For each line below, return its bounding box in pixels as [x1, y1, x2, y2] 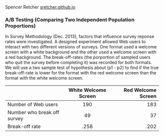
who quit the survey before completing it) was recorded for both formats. [5, 60, 152, 66]
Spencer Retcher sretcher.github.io [5, 4, 76, 10]
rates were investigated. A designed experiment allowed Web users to [5, 39, 146, 45]
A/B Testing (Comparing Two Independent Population [5, 16, 135, 23]
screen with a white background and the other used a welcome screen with [5, 49, 157, 55]
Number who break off [7, 109, 60, 116]
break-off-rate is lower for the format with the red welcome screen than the [5, 70, 157, 76]
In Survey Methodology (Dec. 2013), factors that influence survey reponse [5, 34, 155, 40]
